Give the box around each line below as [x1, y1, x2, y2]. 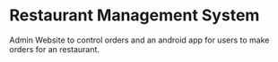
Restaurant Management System [9, 5, 260, 26]
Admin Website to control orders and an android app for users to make [9, 35, 270, 45]
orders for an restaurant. [9, 43, 100, 54]
